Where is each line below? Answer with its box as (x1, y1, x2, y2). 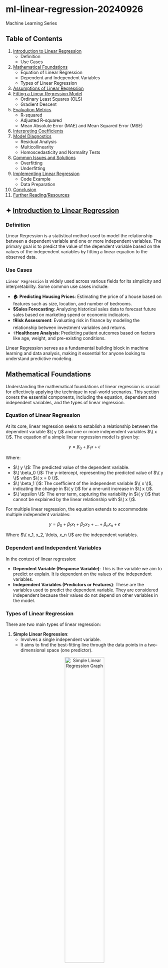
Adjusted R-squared (20, 117, 62, 123)
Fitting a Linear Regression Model (12, 90, 82, 96)
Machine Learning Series (5, 20, 57, 26)
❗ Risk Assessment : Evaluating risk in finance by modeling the (12, 317, 140, 323)
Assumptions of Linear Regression (12, 85, 84, 91)
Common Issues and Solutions (12, 154, 76, 160)
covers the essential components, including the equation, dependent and (5, 394, 156, 400)
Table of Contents (5, 35, 63, 43)
